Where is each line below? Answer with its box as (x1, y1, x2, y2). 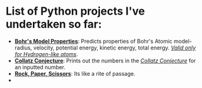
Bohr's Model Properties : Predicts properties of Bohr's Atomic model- (14, 37, 192, 45)
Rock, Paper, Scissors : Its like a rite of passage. (14, 70, 135, 77)
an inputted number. (14, 63, 66, 71)
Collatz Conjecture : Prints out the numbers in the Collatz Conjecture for (14, 57, 197, 64)
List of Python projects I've (5, 4, 145, 18)
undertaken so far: (5, 17, 102, 31)
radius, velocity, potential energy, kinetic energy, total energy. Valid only (14, 44, 196, 51)
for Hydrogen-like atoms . (14, 50, 79, 57)
